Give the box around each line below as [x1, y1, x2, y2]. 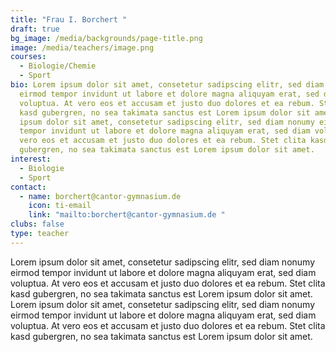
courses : [10, 52, 47, 62]
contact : [10, 182, 47, 192]
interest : [10, 154, 52, 164]
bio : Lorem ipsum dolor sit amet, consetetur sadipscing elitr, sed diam [10, 80, 325, 90]
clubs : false [10, 219, 65, 230]
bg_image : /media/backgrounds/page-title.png [10, 33, 203, 43]
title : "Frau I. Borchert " [10, 14, 128, 25]
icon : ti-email [28, 201, 92, 211]
